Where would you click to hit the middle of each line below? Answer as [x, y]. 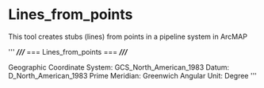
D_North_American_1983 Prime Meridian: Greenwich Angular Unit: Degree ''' [133, 75]
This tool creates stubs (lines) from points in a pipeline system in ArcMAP [128, 36]
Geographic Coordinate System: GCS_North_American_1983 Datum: [119, 67]
